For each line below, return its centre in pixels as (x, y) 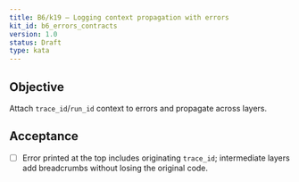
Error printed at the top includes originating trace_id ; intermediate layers (156, 158)
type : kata (29, 51)
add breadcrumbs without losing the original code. (115, 168)
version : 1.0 (33, 34)
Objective (37, 87)
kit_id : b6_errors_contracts (63, 26)
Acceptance (44, 136)
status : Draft (36, 42)
